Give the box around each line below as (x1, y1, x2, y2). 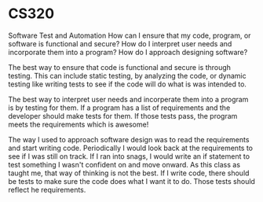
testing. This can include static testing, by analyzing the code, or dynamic (8, 71, 247, 80)
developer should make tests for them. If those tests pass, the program (8, 111, 238, 120)
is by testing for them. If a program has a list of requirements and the (8, 103, 231, 112)
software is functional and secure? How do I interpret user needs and (8, 39, 232, 48)
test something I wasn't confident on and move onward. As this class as (8, 160, 241, 169)
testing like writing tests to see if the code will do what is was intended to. (8, 79, 247, 89)
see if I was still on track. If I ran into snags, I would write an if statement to (8, 151, 250, 161)
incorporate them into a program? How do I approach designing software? (8, 47, 248, 57)
